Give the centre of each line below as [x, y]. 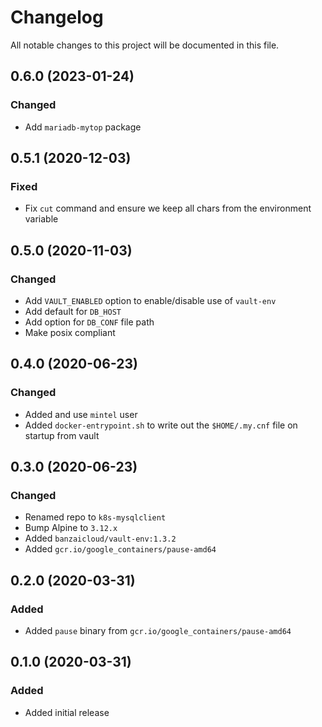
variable [41, 219]
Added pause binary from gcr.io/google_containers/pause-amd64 [158, 631]
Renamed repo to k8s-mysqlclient [95, 517]
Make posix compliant [70, 332]
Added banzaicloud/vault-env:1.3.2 [100, 538]
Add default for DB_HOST [73, 311]
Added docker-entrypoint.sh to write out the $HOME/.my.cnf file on [161, 425]
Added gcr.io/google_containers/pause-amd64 [120, 549]
